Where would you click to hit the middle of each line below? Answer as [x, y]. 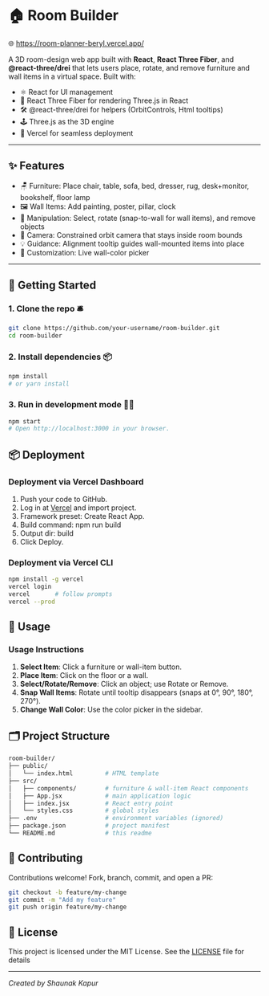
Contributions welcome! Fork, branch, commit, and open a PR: [111, 877]
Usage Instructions [46, 650]
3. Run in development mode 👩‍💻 [71, 405]
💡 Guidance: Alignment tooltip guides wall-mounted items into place [132, 243]
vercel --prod [32, 602]
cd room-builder [35, 336]
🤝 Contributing [46, 858]
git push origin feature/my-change [68, 907]
